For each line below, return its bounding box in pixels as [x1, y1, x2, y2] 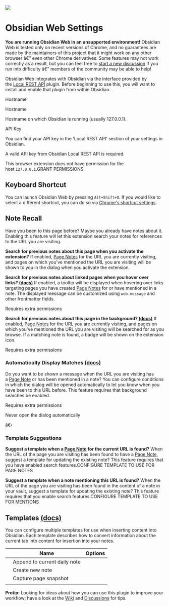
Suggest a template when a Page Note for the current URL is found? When [5, 446, 163, 452]
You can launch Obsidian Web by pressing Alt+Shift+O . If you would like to [5, 194, 161, 200]
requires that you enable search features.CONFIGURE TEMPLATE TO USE [5, 494, 158, 500]
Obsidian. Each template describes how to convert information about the [5, 532, 156, 538]
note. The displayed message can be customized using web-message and [5, 290, 155, 296]
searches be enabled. [5, 392, 50, 398]
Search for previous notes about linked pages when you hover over [5, 274, 149, 280]
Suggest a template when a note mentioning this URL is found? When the [5, 477, 161, 483]
